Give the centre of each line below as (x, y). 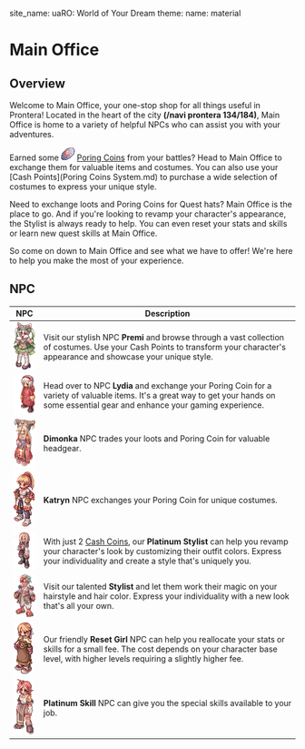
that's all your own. (79, 606)
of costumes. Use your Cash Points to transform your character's (164, 347)
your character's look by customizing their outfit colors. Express (162, 552)
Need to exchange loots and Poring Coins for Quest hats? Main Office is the (151, 204)
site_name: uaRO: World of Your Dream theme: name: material (125, 13)
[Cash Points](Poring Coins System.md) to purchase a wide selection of (144, 177)
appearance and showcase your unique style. (128, 356)
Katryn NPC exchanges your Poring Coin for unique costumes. (161, 501)
